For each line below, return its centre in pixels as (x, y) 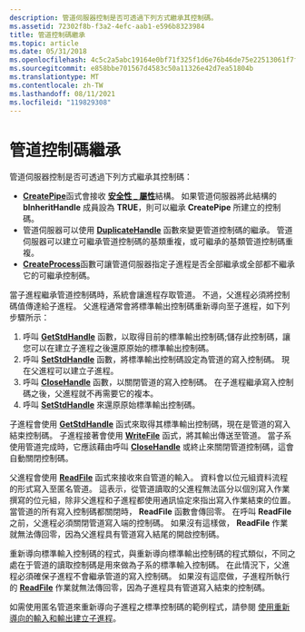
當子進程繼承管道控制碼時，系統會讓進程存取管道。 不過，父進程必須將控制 (150, 295)
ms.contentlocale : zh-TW (56, 85)
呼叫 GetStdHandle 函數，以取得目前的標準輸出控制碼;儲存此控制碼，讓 (157, 337)
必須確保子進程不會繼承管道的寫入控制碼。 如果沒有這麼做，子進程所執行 (153, 577)
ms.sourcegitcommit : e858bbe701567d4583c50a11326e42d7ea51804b (132, 69)
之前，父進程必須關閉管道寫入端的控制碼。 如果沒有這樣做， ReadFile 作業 (149, 523)
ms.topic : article (44, 43)
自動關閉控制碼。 (41, 459)
